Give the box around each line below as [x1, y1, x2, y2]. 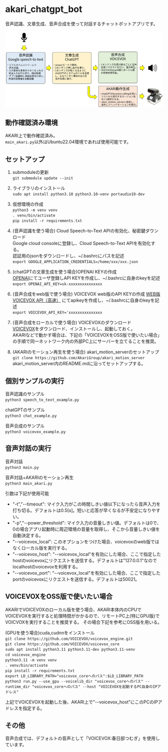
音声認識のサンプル [5, 391, 45, 397]
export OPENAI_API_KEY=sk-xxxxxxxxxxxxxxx [12, 282, 102, 287]
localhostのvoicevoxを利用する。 [12, 564, 81, 570]
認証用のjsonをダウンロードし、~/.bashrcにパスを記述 [12, 253, 124, 259]
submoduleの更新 [12, 169, 49, 175]
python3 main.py [5, 465, 39, 470]
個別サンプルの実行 [5, 377, 64, 385]
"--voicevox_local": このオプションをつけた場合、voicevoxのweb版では [12, 539, 159, 545]
